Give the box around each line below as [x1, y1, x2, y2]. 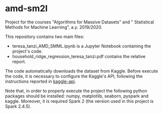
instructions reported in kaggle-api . [5, 78, 77, 84]
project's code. [12, 48, 43, 54]
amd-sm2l [5, 3, 48, 14]
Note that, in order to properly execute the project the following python [5, 88, 147, 94]
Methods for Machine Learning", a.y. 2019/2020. [5, 24, 102, 30]
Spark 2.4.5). [5, 103, 32, 109]
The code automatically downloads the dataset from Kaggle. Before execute [5, 68, 158, 74]
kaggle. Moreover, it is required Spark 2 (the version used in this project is [5, 98, 154, 104]
